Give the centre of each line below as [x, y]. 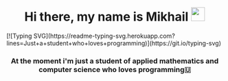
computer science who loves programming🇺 [115, 69]
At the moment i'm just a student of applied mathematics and [115, 60]
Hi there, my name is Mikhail [106, 17]
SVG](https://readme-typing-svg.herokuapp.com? [104, 36]
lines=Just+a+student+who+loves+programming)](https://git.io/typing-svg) [114, 43]
